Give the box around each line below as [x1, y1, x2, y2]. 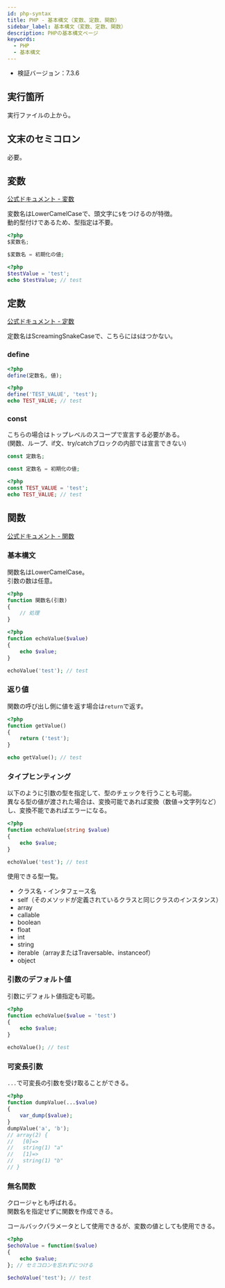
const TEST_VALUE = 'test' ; [7, 484, 89, 492]
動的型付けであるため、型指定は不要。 [7, 218, 117, 226]
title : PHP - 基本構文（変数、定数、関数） [7, 17, 120, 24]
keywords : [7, 36, 36, 43]
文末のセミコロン [7, 133, 81, 145]
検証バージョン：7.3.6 [17, 69, 80, 77]
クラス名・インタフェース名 [17, 887, 97, 895]
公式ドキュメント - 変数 [7, 195, 75, 203]
